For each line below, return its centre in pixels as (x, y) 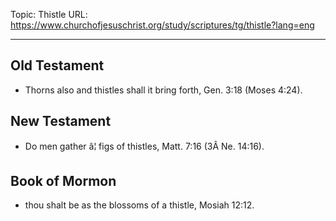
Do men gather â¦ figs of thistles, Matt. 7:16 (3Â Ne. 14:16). (144, 146)
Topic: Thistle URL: (49, 14)
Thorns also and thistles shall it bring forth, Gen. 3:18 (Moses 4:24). (163, 90)
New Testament (61, 121)
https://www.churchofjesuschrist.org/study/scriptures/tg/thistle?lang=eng (162, 25)
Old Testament (57, 65)
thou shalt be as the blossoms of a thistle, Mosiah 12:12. (139, 205)
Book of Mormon (63, 181)
